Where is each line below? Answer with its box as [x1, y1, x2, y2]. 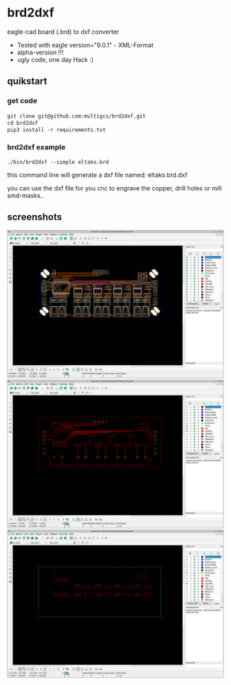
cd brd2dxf [7, 119, 38, 127]
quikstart [7, 76, 47, 87]
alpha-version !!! [16, 48, 64, 56]
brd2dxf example [7, 142, 66, 152]
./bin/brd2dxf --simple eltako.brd [7, 158, 109, 166]
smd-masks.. [7, 191, 45, 199]
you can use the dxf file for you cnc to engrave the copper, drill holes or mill [7, 184, 222, 192]
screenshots [7, 211, 63, 223]
